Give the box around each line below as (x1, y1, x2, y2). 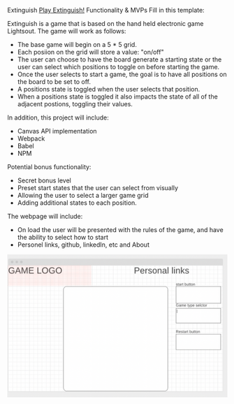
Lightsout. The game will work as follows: (7, 27, 126, 35)
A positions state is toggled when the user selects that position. (17, 85, 200, 93)
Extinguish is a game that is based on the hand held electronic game (7, 20, 204, 27)
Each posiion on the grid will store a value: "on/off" (17, 48, 164, 56)
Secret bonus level (17, 176, 71, 185)
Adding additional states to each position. (17, 199, 138, 207)
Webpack (17, 134, 45, 143)
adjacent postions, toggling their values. (17, 100, 133, 108)
